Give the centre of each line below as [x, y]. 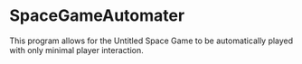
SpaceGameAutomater [97, 16]
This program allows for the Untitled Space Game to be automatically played [151, 41]
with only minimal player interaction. [76, 50]
